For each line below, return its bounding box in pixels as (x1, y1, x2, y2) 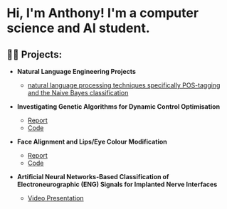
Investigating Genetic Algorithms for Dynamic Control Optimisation (16, 102, 221, 111)
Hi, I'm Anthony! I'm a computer (6, 5, 199, 21)
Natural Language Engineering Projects (16, 68, 137, 75)
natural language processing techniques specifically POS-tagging (27, 81, 221, 90)
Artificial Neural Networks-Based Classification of (16, 173, 169, 181)
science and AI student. (6, 20, 150, 36)
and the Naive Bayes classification (27, 89, 129, 97)
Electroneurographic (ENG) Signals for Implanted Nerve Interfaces (16, 180, 218, 188)
